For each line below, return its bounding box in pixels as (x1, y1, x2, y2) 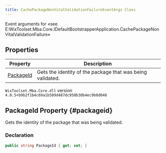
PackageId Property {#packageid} (5, 106, 113, 114)
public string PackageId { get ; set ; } (5, 143, 87, 148)
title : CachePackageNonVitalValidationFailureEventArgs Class (5, 7, 136, 12)
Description (83, 60, 112, 67)
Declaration (5, 132, 34, 139)
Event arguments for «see (5, 21, 58, 27)
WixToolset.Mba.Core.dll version (5, 88, 73, 94)
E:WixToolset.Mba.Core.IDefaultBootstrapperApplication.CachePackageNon (5, 26, 160, 32)
